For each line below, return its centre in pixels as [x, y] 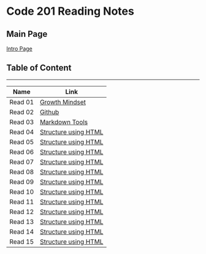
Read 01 [22, 102]
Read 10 [22, 191]
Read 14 [22, 231]
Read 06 [22, 152]
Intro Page [19, 48]
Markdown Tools [64, 122]
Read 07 [22, 162]
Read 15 [22, 242]
